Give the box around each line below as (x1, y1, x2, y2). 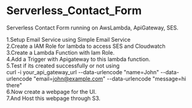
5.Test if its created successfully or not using (6, 62, 120, 69)
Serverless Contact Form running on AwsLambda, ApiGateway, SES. (6, 24, 179, 31)
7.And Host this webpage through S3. (6, 94, 101, 102)
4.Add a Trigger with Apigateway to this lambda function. (6, 55, 150, 63)
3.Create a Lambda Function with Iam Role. (6, 48, 115, 56)
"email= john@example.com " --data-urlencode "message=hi (33, 75, 186, 82)
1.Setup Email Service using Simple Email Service (6, 36, 131, 43)
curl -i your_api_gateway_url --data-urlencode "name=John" (6, 68, 159, 75)
